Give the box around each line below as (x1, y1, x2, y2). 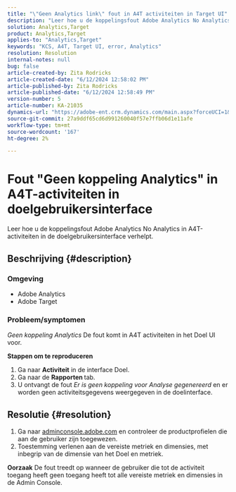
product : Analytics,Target (7, 30, 86, 37)
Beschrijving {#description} (7, 252, 132, 264)
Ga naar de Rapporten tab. (17, 373, 96, 381)
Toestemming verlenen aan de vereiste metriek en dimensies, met (17, 442, 209, 450)
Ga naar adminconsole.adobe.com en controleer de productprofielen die (17, 427, 228, 436)
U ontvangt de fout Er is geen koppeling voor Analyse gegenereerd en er (17, 381, 228, 389)
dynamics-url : (7, 109, 49, 116)
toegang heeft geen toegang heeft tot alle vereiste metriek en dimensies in (7, 470, 223, 479)
